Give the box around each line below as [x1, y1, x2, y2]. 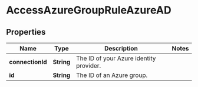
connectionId [9, 58, 47, 66]
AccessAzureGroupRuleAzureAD [6, 4, 172, 17]
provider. [75, 62, 101, 69]
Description [104, 45, 138, 52]
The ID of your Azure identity [75, 54, 156, 62]
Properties [6, 27, 46, 37]
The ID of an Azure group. [75, 71, 148, 79]
